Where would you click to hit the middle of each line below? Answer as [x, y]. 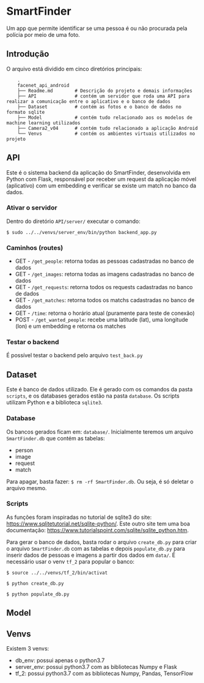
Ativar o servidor [32, 208]
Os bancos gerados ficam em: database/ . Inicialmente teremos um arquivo [100, 432]
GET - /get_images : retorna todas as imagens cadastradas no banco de [104, 274]
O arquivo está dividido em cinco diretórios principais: [74, 69]
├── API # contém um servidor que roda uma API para [104, 96]
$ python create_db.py [35, 583]
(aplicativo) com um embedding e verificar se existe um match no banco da [101, 186]
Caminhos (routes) [35, 247]
